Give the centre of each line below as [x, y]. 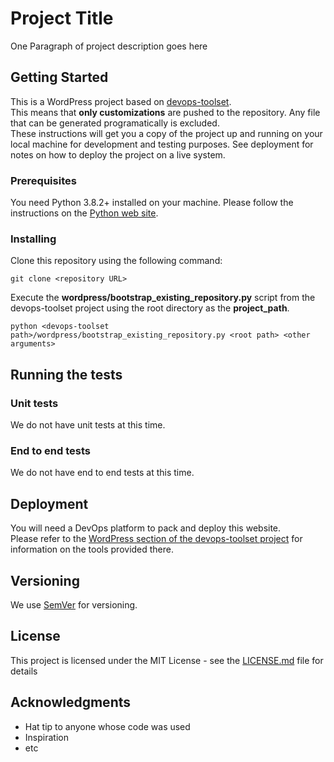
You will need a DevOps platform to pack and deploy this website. [146, 528]
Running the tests [66, 374]
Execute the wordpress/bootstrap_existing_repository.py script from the [163, 298]
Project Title [62, 18]
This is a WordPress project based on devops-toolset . [121, 101]
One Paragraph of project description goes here [109, 46]
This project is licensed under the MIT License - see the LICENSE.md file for [167, 660]
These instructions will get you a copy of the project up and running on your [166, 133]
